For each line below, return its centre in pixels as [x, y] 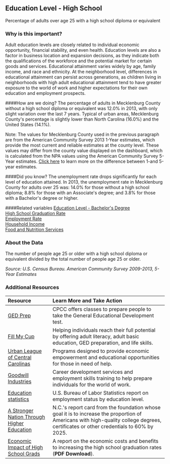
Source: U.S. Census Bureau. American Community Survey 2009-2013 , [79, 269]
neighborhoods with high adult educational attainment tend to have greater [83, 83]
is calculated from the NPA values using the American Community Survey [82, 156]
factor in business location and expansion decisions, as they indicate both [82, 56]
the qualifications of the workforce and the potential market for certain [78, 61]
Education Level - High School [54, 8]
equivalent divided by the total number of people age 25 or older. [73, 259]
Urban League [25, 351]
